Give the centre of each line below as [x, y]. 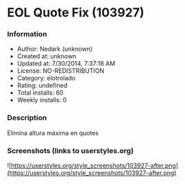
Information [27, 34]
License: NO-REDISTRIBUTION [61, 71]
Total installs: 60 [40, 93]
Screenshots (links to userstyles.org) [71, 150]
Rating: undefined [42, 85]
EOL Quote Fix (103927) [76, 13]
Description [27, 118]
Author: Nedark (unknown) [55, 49]
